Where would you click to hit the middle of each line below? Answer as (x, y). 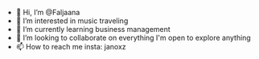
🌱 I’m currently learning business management (93, 29)
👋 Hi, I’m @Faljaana (48, 12)
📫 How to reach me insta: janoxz (71, 47)
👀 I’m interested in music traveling (72, 21)
